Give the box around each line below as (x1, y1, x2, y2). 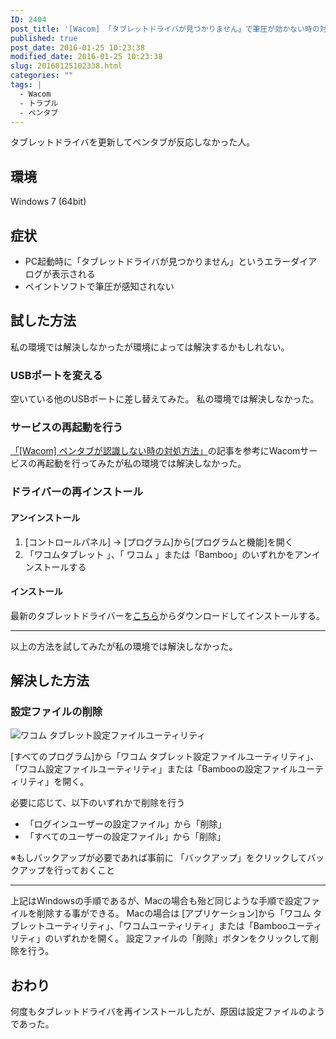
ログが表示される (24, 268, 96, 280)
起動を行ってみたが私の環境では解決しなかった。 (44, 457, 247, 470)
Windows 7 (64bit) (10, 196, 87, 208)
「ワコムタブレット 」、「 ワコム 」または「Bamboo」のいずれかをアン (24, 548, 312, 560)
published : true (10, 33, 78, 43)
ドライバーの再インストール (10, 485, 144, 499)
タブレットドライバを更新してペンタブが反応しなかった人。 (10, 136, 256, 148)
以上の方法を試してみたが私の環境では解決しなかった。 (10, 640, 238, 652)
